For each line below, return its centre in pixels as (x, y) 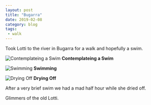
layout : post (19, 10)
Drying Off (45, 78)
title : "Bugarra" (24, 15)
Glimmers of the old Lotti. (32, 98)
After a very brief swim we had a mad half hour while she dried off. (76, 88)
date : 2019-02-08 (24, 19)
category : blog (21, 24)
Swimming (45, 68)
